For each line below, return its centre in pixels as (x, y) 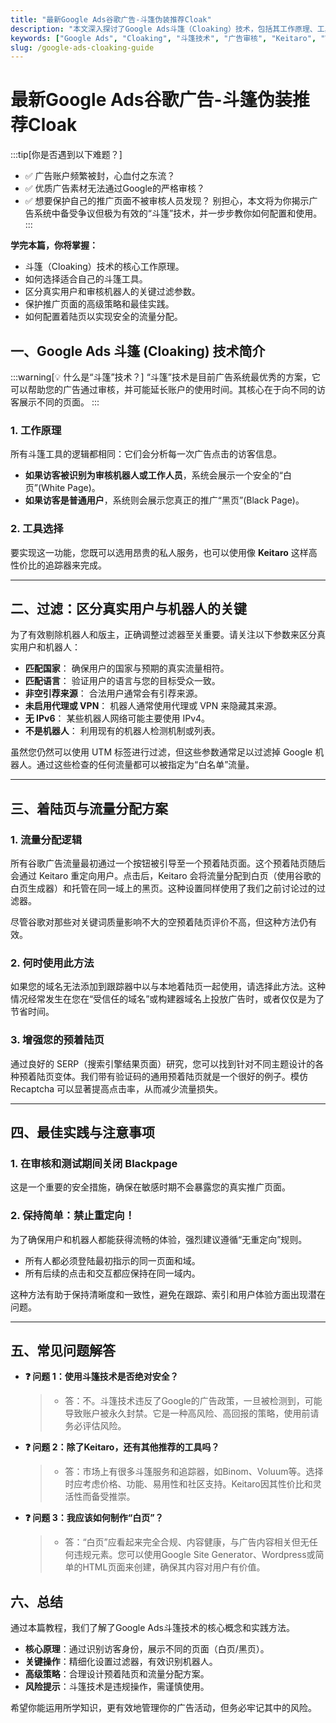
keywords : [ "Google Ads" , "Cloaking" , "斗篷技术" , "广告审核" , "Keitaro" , (163, 38)
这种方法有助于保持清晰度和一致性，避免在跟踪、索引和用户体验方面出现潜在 (168, 1294)
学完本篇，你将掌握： (54, 245)
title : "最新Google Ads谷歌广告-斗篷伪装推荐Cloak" (111, 19)
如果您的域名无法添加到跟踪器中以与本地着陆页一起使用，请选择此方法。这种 (168, 987)
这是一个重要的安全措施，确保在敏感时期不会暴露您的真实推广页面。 (150, 1187)
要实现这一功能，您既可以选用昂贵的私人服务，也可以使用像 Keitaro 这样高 (164, 552)
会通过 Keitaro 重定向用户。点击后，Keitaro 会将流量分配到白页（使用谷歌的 (166, 876)
